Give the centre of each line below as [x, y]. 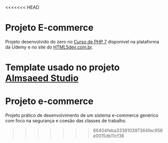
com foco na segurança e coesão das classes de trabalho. [66, 121]
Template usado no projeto [63, 67]
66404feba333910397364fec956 [128, 130]
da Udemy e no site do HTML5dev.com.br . [49, 47]
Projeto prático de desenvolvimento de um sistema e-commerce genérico [82, 115]
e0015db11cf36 [109, 136]
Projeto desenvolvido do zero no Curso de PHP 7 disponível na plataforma [82, 41]
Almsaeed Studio [42, 78]
